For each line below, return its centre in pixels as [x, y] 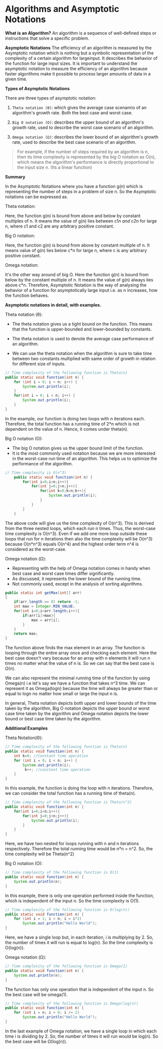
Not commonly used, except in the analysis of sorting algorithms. [78, 584]
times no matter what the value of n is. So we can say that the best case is [80, 664]
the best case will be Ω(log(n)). [36, 1041]
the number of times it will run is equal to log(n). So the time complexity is [79, 943]
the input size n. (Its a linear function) [54, 167]
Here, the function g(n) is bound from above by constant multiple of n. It [77, 245]
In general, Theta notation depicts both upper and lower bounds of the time [81, 703]
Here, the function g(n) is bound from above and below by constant [73, 216]
